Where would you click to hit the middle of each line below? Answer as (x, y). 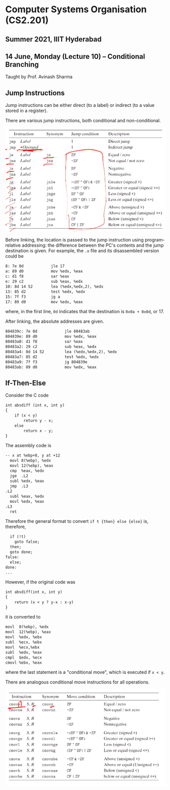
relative (13, 245)
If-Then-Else (26, 383)
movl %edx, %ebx (24, 637)
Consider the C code (27, 396)
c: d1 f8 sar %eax (37, 277)
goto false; (27, 542)
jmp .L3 (19, 486)
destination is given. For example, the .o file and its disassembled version (82, 251)
